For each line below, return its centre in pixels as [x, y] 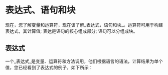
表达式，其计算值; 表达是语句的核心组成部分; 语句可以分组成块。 [71, 31]
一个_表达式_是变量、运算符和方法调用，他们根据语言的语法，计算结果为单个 [84, 61]
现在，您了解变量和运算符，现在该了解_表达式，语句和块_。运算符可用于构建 [84, 25]
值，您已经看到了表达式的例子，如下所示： [49, 67]
